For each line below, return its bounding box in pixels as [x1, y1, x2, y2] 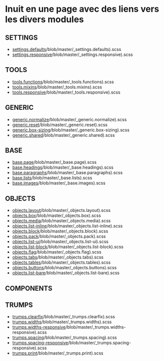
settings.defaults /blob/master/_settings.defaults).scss [12, 47, 121, 52]
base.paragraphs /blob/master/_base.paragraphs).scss [12, 170, 123, 176]
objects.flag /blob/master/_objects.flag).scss [12, 249, 102, 255]
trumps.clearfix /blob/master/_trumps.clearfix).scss [12, 314, 115, 320]
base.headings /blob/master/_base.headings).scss [12, 164, 114, 170]
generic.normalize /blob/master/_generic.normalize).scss [12, 116, 127, 122]
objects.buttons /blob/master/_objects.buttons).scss [12, 265, 117, 271]
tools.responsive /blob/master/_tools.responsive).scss [12, 89, 121, 95]
